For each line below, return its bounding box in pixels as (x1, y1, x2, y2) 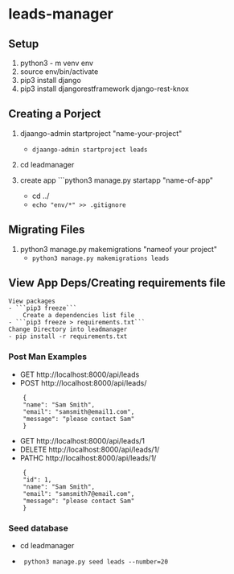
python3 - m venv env (19, 58, 94, 68)
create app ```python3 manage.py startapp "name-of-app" (19, 175, 214, 185)
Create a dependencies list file (23, 312, 135, 320)
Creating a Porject (8, 107, 101, 121)
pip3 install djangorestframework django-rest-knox (19, 84, 189, 93)
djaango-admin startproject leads (31, 146, 148, 154)
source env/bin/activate (19, 67, 99, 76)
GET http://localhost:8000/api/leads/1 (19, 436, 145, 445)
